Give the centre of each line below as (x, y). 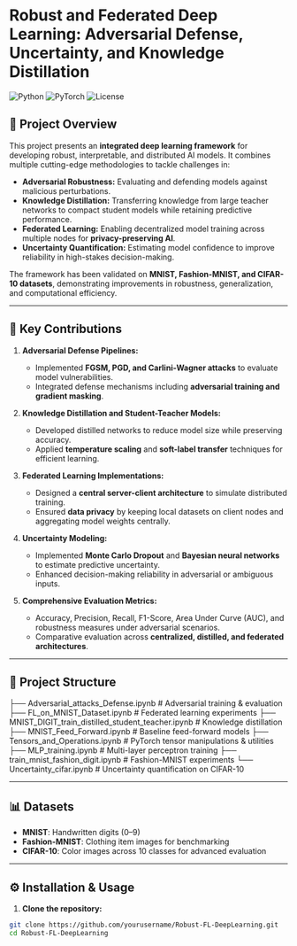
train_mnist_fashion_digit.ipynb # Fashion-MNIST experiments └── (131, 760)
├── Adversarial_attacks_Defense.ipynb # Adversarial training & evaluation (146, 703)
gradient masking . (69, 396)
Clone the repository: (62, 908)
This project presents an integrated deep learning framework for (129, 145)
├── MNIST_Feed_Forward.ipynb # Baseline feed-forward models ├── (139, 732)
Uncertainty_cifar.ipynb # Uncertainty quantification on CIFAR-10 (127, 769)
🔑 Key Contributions (65, 329)
